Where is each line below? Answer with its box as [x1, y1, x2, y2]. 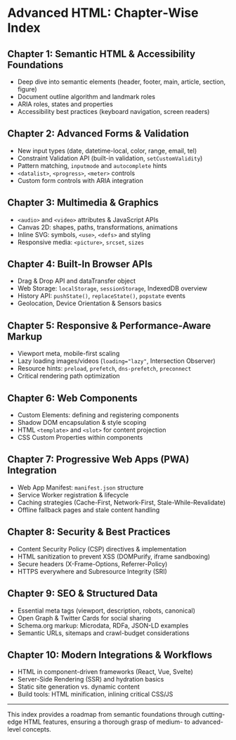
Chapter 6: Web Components [7, 392, 138, 404]
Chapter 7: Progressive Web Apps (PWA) [7, 454, 190, 466]
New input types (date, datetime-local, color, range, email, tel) [17, 146, 197, 155]
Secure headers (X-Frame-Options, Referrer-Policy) [17, 559, 168, 568]
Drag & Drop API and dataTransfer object [17, 276, 136, 286]
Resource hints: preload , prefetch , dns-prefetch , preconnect [17, 364, 192, 373]
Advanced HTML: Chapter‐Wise [7, 5, 199, 21]
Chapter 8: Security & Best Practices [7, 526, 171, 538]
